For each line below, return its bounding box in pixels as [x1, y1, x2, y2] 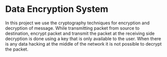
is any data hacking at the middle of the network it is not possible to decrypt [5, 41, 162, 47]
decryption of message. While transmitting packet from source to [5, 25, 140, 31]
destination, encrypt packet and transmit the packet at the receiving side [5, 30, 155, 36]
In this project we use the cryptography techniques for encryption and [5, 20, 150, 26]
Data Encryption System [5, 3, 108, 15]
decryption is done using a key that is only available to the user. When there [5, 36, 161, 42]
